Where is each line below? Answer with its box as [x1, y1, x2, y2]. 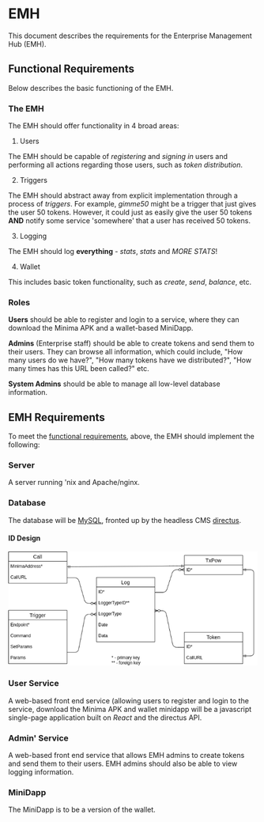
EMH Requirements [8, 411, 105, 424]
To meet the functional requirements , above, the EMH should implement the [8, 432, 255, 441]
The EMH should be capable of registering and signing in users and [8, 152, 228, 161]
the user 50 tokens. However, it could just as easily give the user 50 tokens [8, 207, 253, 218]
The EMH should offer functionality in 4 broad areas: [8, 121, 179, 131]
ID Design [8, 533, 41, 543]
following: [8, 440, 40, 449]
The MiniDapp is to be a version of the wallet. [8, 805, 156, 815]
